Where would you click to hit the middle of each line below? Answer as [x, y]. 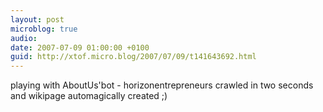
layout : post [37, 19]
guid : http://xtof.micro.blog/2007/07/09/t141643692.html [133, 57]
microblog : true [44, 29]
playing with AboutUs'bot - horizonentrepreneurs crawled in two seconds [162, 85]
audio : [24, 38]
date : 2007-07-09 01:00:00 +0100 [80, 47]
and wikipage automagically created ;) [89, 96]
